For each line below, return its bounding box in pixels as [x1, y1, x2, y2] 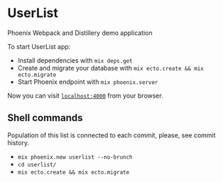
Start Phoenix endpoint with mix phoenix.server [17, 77, 158, 86]
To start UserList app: [7, 42, 71, 51]
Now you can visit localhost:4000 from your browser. [7, 91, 163, 100]
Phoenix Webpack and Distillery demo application [7, 28, 153, 37]
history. [7, 138, 30, 147]
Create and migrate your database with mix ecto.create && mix [17, 63, 204, 72]
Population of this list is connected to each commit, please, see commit [7, 130, 216, 140]
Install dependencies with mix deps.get [17, 56, 133, 65]
